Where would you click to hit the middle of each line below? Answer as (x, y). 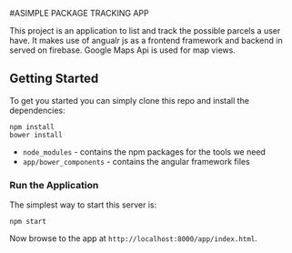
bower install (36, 135)
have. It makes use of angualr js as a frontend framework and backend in (146, 40)
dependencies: (37, 110)
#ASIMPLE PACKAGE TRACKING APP (79, 13)
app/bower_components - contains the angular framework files (136, 161)
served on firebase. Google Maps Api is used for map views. (123, 50)
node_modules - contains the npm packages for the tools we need (144, 152)
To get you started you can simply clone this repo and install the (130, 100)
